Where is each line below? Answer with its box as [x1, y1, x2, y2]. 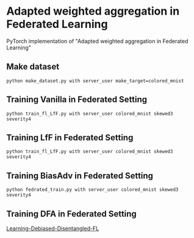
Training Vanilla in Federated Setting [6, 95, 148, 105]
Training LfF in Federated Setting [6, 132, 134, 143]
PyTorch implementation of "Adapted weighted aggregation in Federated [6, 37, 189, 45]
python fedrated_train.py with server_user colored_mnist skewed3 [6, 187, 179, 193]
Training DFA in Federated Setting [6, 209, 137, 219]
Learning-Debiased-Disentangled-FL [6, 225, 99, 232]
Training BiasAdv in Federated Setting [6, 170, 154, 181]
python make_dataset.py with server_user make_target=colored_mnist [6, 78, 184, 84]
